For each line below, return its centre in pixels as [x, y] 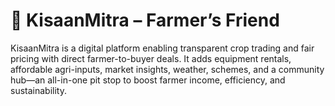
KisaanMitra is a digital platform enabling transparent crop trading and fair [162, 48]
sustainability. [38, 90]
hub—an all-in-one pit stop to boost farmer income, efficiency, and [148, 80]
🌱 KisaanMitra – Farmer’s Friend [145, 20]
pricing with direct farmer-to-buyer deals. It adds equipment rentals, [151, 58]
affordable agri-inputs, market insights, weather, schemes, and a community [167, 69]
